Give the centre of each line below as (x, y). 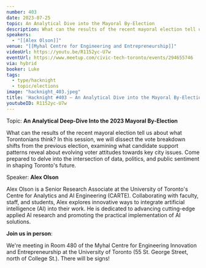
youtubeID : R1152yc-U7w (37, 103)
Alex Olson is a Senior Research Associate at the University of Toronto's (97, 189)
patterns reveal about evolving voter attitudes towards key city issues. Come (103, 152)
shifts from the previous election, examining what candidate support (93, 145)
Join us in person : (30, 233)
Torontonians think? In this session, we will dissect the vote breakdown (96, 139)
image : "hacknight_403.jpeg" (44, 92)
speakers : (19, 35)
